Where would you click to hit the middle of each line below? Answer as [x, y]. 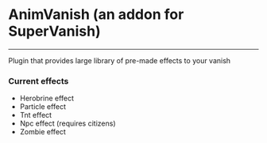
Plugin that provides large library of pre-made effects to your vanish [120, 60]
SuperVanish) [54, 31]
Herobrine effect [46, 98]
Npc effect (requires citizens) [68, 123]
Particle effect [43, 107]
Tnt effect [36, 115]
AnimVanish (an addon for [96, 15]
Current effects [39, 81]
